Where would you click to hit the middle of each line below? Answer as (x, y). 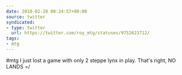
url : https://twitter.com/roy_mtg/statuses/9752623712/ (80, 33)
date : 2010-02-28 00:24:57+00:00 (47, 11)
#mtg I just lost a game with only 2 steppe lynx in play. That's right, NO (91, 60)
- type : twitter (26, 28)
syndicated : (20, 22)
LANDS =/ (18, 66)
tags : (13, 38)
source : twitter (26, 17)
